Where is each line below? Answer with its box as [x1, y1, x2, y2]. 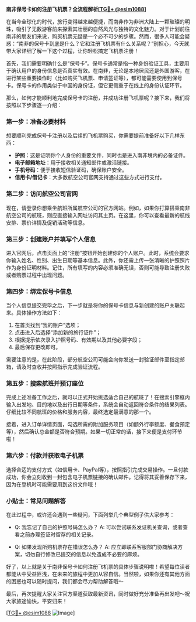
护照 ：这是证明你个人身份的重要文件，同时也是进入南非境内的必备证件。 [14, 152, 188, 159]
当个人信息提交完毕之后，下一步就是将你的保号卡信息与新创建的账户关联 [6, 302, 180, 309]
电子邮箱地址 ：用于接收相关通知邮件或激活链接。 [14, 159, 132, 166]
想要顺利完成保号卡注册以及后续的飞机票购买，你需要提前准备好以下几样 [6, 132, 180, 139]
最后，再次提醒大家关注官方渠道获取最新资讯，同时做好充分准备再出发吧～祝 [6, 590, 190, 597]
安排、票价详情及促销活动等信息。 [6, 219, 88, 226]
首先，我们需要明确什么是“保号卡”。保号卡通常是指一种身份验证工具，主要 [6, 60, 185, 67]
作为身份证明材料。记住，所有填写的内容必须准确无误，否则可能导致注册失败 [6, 264, 190, 271]
